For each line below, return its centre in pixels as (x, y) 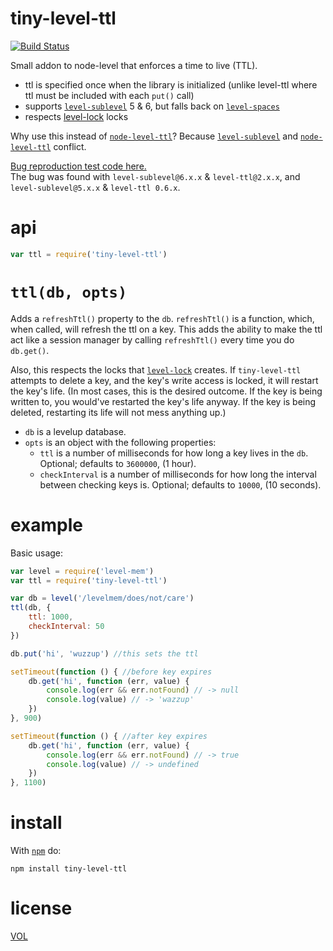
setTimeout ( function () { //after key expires (109, 736)
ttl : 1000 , (51, 617)
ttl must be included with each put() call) (109, 95)
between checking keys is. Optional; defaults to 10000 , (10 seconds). (180, 484)
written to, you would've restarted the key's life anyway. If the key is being (163, 401)
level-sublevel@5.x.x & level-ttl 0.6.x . (95, 187)
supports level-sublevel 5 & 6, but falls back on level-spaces (152, 106)
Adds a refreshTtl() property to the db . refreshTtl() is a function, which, (162, 318)
